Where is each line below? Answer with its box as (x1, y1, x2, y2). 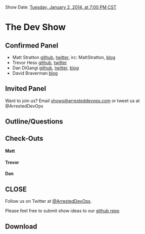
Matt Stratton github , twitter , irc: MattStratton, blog (12, 55, 115, 60)
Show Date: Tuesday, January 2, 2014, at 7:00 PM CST (5, 4, 117, 10)
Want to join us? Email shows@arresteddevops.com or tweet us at (5, 98, 140, 104)
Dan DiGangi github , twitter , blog (12, 65, 79, 71)
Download (5, 222, 37, 231)
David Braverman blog (12, 70, 58, 76)
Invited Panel (5, 84, 46, 93)
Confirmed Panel (5, 41, 58, 50)
